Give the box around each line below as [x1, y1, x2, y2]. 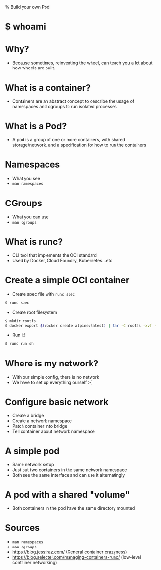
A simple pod [5, 445, 60, 456]
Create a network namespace [12, 418, 72, 424]
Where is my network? [5, 358, 99, 369]
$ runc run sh [5, 342, 34, 346]
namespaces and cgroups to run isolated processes [12, 104, 117, 110]
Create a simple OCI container [5, 275, 130, 286]
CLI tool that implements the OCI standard [12, 252, 97, 258]
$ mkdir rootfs [5, 319, 36, 323]
